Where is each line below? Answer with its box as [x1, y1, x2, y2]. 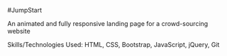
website [7, 27, 31, 35]
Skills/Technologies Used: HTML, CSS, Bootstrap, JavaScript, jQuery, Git [7, 41, 220, 48]
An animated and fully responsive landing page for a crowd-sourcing [7, 20, 209, 27]
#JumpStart [7, 6, 43, 14]
